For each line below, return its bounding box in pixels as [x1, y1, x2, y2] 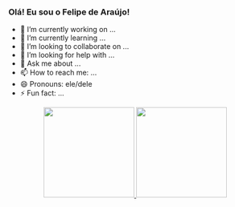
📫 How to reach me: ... [19, 67, 97, 78]
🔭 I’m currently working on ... [19, 25, 116, 34]
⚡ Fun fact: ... [19, 88, 64, 98]
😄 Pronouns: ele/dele [19, 79, 93, 89]
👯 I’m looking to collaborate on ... [19, 42, 130, 51]
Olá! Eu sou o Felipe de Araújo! [8, 6, 130, 18]
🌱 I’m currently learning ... [19, 33, 106, 43]
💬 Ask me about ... [19, 59, 81, 68]
